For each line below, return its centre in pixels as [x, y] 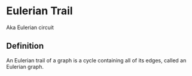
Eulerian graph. [25, 66]
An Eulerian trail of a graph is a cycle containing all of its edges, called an [96, 60]
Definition [25, 46]
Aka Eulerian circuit [30, 27]
